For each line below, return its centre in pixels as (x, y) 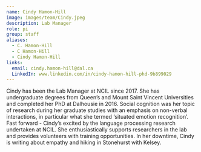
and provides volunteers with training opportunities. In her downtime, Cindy (100, 136)
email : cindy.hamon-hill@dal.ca (53, 68)
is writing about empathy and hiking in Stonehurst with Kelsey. (84, 142)
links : (15, 62)
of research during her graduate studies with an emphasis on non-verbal (97, 110)
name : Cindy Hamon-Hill (36, 12)
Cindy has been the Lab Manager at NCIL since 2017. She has (83, 91)
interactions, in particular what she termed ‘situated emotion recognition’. (97, 117)
